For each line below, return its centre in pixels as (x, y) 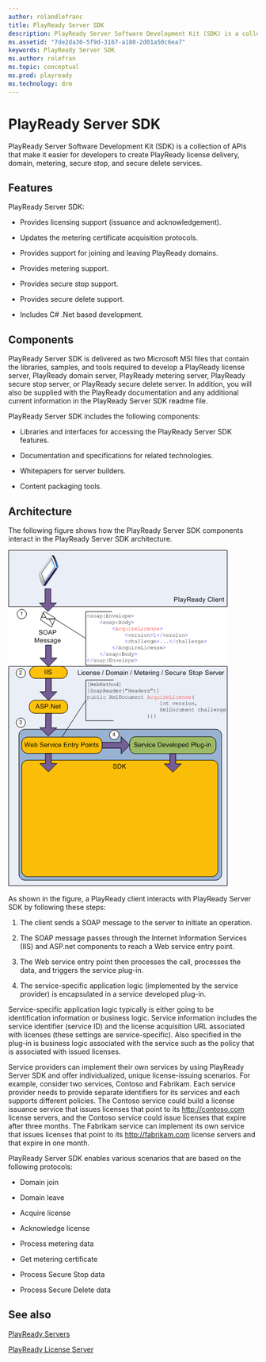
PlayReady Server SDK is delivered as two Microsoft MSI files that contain (129, 359)
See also (30, 1315)
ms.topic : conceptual (44, 68)
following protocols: (40, 1167)
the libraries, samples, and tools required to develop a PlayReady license (127, 367)
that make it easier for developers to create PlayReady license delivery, (124, 154)
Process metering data (57, 1244)
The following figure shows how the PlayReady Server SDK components (126, 531)
